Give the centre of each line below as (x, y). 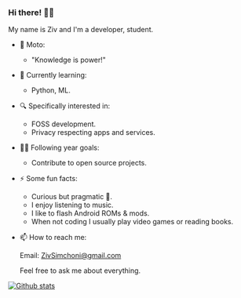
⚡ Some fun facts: (48, 179)
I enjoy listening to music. (72, 205)
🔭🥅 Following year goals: (59, 147)
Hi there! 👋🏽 (31, 13)
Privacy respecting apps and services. (93, 133)
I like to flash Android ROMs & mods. (90, 213)
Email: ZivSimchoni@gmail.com (70, 256)
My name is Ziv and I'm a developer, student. (81, 30)
